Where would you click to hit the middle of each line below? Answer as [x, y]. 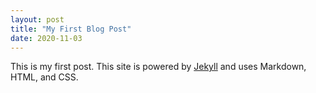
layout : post [37, 19]
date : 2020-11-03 [46, 38]
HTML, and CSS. [44, 77]
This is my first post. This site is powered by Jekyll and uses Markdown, [158, 67]
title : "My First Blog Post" [71, 29]
